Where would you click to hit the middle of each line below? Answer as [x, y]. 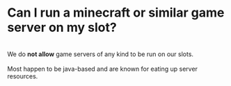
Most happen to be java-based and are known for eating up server [103, 69]
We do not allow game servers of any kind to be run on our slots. [100, 54]
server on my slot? [62, 27]
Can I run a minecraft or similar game [116, 13]
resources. [23, 76]
